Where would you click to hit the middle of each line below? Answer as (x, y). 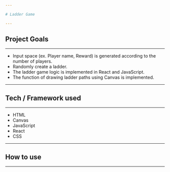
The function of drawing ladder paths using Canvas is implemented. (83, 77)
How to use (23, 157)
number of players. (32, 62)
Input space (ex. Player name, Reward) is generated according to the (84, 56)
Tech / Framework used (43, 98)
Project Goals (27, 39)
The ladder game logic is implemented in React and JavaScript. (78, 72)
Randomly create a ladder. (40, 67)
